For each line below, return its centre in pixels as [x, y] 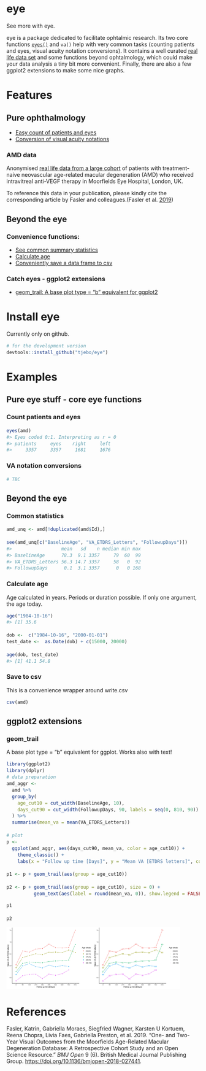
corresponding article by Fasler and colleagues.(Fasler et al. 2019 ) [90, 200]
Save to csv [24, 677]
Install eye [33, 317]
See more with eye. [31, 26]
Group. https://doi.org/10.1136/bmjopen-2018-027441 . [74, 1061]
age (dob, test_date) [33, 655]
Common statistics [35, 516]
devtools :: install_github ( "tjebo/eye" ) [57, 353]
